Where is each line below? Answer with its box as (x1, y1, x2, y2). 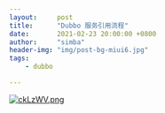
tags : (9, 54, 29, 63)
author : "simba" (9, 37, 86, 47)
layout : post (9, 12, 74, 22)
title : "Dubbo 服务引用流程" (9, 21, 129, 30)
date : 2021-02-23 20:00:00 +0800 (9, 29, 157, 38)
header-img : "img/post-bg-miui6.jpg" (9, 46, 149, 55)
